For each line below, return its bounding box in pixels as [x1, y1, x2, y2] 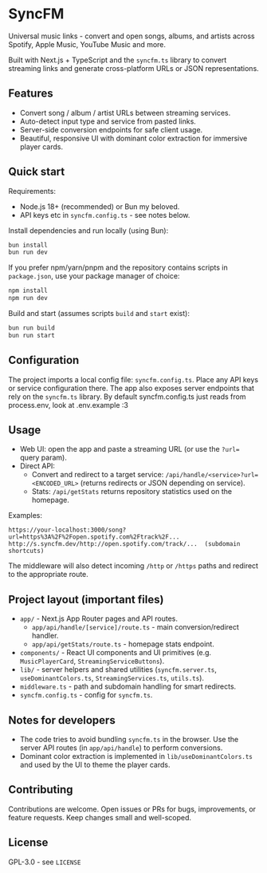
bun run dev [8, 248, 48, 256]
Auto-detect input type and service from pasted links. [19, 117, 197, 126]
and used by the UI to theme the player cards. [19, 760, 171, 770]
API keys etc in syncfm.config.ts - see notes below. [19, 210, 190, 219]
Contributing [8, 783, 73, 796]
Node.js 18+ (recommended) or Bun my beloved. [19, 201, 180, 211]
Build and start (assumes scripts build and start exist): [8, 309, 190, 318]
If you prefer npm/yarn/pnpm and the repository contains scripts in [8, 263, 229, 272]
